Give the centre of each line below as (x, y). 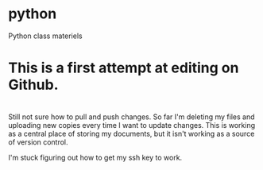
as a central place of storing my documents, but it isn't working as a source (131, 134)
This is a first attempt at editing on (124, 68)
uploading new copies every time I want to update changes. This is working (132, 126)
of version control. (39, 142)
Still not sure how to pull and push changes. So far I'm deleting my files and (132, 117)
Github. (33, 85)
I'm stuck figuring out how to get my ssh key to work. (95, 158)
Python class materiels (45, 36)
